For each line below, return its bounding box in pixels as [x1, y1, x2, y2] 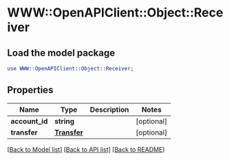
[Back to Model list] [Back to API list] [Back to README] [7, 145, 165, 153]
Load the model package [7, 47, 116, 59]
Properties [7, 84, 54, 96]
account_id [10, 116, 48, 126]
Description [90, 105, 129, 114]
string [54, 116, 74, 126]
